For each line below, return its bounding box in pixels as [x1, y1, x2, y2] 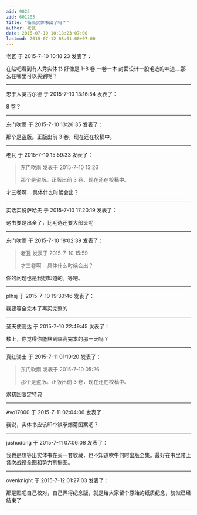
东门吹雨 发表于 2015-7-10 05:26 [20, 366, 100, 372]
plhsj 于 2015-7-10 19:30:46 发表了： [6, 293, 95, 299]
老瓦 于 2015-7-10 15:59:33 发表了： [6, 151, 93, 158]
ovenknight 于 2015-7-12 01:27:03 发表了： [6, 477, 110, 484]
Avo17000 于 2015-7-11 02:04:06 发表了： [6, 409, 107, 415]
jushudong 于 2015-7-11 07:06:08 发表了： [6, 439, 108, 446]
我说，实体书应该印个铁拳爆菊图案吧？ [6, 421, 98, 428]
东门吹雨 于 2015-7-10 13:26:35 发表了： [6, 121, 104, 128]
